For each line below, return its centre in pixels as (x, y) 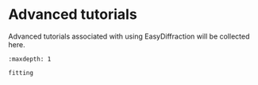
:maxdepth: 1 (30, 59)
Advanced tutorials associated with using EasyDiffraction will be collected (129, 36)
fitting (21, 72)
